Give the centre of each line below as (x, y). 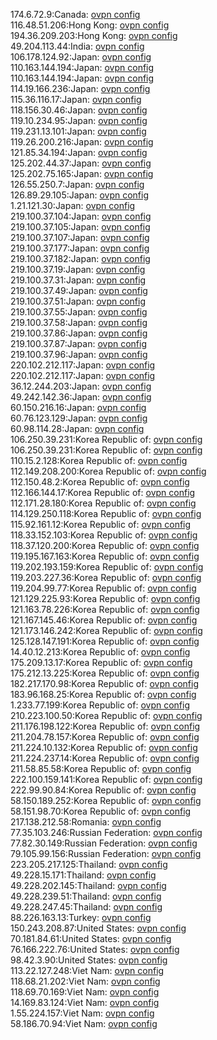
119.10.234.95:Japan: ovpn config (79, 120)
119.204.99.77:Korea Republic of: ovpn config (103, 588)
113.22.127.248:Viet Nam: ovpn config (87, 970)
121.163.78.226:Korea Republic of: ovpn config (105, 609)
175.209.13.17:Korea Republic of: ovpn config (101, 662)
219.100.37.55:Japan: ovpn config (79, 312)
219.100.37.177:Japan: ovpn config (80, 248)
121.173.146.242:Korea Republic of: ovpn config (106, 630)
